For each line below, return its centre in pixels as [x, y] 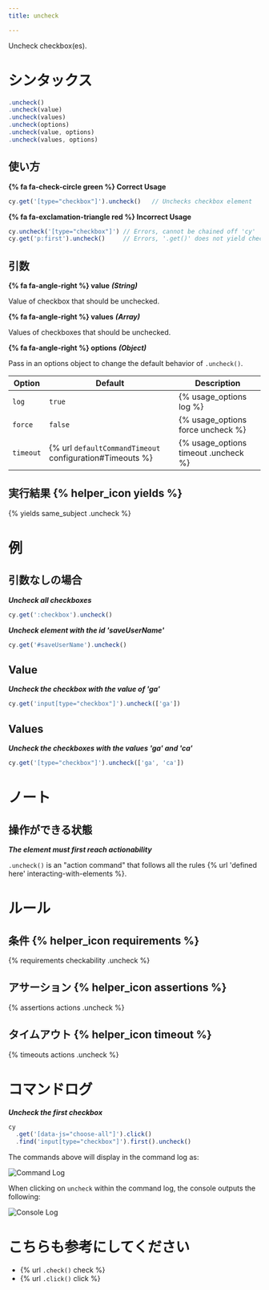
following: [24, 1197]
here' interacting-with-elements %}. [68, 873]
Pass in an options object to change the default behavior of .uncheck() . [126, 364]
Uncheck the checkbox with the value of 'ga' [84, 689]
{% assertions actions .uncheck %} [67, 1007]
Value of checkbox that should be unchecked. [84, 301]
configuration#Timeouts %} [101, 458]
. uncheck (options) [39, 125]
